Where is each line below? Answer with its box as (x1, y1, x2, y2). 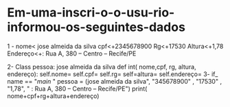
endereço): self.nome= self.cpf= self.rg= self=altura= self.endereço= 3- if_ (7, 70, 218, 78)
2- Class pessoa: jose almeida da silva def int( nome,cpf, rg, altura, (7, 62, 197, 71)
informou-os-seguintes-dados (7, 19, 185, 35)
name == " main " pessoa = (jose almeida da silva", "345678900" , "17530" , (7, 77, 222, 85)
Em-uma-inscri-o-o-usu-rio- (7, 5, 175, 21)
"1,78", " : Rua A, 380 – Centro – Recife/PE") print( (7, 84, 148, 93)
